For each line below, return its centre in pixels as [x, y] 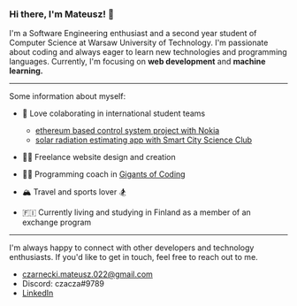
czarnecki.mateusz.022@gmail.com [87, 274]
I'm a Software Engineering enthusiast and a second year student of [133, 34]
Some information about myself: [68, 96]
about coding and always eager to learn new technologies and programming [148, 52]
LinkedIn [38, 293]
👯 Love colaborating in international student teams [114, 113]
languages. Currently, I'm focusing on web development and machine [137, 62]
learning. [26, 71]
